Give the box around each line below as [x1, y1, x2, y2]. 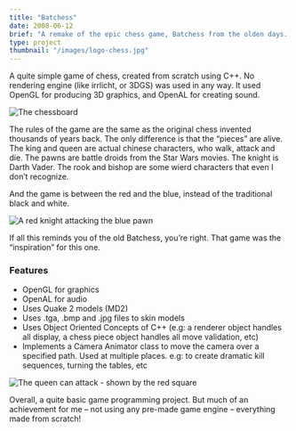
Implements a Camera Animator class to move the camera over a [21, 341, 260, 352]
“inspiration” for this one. [9, 242, 100, 253]
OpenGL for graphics [21, 284, 100, 295]
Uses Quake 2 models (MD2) [21, 304, 129, 314]
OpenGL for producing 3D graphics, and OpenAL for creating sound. [9, 90, 260, 101]
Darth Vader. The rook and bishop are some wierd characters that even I [9, 162, 274, 173]
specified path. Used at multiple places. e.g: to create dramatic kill [21, 351, 265, 362]
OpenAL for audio [21, 294, 87, 305]
